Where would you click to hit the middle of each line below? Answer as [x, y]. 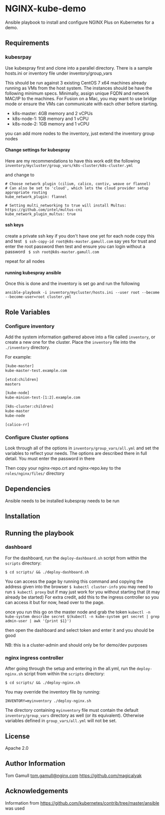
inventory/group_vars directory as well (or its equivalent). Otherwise [75, 715]
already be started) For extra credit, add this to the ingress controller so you [82, 597]
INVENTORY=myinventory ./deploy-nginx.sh [48, 701]
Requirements [27, 43]
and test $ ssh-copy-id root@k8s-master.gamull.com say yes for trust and [81, 241]
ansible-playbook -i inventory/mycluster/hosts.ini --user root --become [82, 293]
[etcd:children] [22, 379]
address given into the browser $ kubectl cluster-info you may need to [79, 586]
